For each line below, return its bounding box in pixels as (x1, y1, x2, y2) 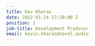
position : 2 (6, 20, 36, 26)
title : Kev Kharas (6, 8, 52, 15)
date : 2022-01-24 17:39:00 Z (6, 14, 78, 20)
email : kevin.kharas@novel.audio (6, 31, 89, 37)
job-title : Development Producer (6, 25, 89, 32)
